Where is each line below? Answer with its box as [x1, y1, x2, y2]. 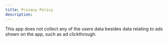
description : [5, 12, 33, 17]
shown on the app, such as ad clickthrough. [5, 31, 97, 37]
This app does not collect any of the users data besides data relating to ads [5, 25, 163, 31]
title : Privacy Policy [5, 7, 53, 12]
